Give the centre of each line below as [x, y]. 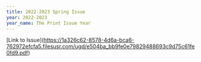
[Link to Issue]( [25, 40]
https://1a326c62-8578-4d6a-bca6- [89, 40]
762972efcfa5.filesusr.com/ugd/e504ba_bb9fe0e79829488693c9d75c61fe [101, 46]
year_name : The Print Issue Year [49, 23]
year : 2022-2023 [27, 17]
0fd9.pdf [17, 53]
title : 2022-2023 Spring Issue [46, 12]
